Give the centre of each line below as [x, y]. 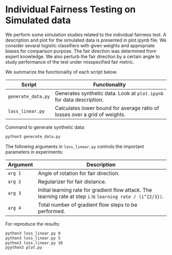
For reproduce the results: [33, 224]
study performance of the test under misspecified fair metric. [70, 62]
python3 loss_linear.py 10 [34, 243]
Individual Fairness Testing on [71, 10]
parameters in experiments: [34, 152]
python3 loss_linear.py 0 [33, 233]
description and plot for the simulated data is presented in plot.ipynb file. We [86, 40]
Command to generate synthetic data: [45, 127]
